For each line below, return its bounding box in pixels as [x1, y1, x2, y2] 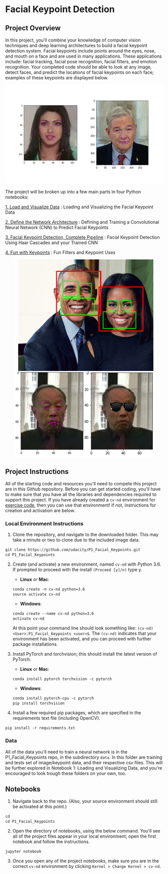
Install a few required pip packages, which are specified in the [12, 710, 141, 716]
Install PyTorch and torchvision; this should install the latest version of [12, 651, 157, 657]
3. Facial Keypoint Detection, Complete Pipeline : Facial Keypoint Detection [5, 234, 160, 241]
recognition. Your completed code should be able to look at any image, [5, 64, 152, 70]
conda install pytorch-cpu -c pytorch [12, 696, 94, 701]
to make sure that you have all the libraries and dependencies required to [5, 491, 157, 497]
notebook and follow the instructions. [12, 839, 90, 845]
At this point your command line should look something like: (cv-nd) [12, 625, 153, 631]
